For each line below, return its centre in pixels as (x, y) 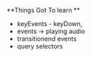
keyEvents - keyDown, (50, 24)
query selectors (40, 46)
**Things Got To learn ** (44, 10)
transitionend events (47, 39)
